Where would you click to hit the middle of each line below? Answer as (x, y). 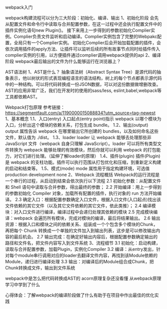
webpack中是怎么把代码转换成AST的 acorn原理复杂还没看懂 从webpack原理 (83, 278)
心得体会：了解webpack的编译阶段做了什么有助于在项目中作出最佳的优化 (80, 295)
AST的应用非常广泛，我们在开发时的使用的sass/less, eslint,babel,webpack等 (83, 90)
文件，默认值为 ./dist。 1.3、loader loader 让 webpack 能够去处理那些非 (78, 137)
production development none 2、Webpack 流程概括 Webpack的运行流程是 (83, 175)
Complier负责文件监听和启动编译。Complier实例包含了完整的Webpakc (85, 37)
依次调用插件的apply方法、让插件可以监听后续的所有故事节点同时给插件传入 (83, 49)
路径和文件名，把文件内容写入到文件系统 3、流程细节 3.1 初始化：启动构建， (83, 243)
